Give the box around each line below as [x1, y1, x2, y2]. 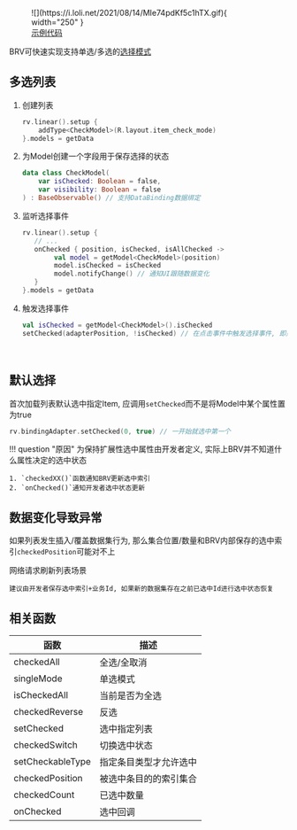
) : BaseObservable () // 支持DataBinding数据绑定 [21, 194, 201, 203]
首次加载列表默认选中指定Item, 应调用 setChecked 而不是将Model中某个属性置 [9, 398, 286, 408]
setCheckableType [13, 756, 91, 767]
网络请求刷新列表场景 [9, 565, 87, 576]
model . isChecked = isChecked [54, 261, 162, 270]
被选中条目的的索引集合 [99, 772, 197, 785]
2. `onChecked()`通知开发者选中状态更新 [9, 484, 146, 493]
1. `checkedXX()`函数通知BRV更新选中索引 [9, 474, 150, 484]
